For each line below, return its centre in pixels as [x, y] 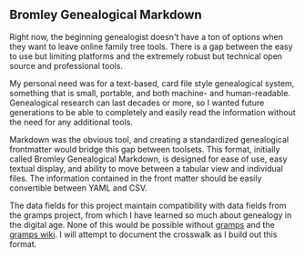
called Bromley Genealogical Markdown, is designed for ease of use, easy [148, 159]
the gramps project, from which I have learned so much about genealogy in [151, 215]
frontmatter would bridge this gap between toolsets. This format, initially [145, 149]
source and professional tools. [66, 65]
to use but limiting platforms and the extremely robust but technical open [146, 56]
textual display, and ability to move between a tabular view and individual [147, 168]
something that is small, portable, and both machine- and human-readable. [150, 93]
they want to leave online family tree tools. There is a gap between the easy [151, 46]
